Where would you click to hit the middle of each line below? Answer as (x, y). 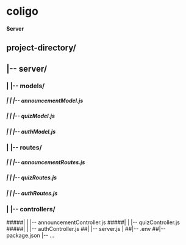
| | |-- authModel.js (31, 131)
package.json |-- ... (30, 236)
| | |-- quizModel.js (30, 116)
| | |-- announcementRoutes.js (46, 162)
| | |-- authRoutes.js (32, 193)
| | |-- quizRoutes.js (31, 178)
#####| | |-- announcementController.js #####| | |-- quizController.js (93, 222)
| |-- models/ (26, 86)
